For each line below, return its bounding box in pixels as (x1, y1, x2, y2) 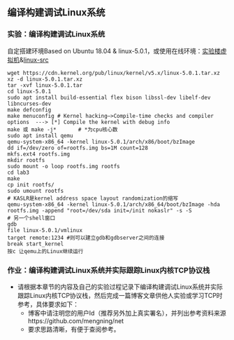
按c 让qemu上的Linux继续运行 (7, 247, 84, 254)
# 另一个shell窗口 (7, 215, 56, 222)
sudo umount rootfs (7, 187, 64, 194)
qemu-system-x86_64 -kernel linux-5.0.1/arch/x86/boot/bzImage (7, 138, 196, 145)
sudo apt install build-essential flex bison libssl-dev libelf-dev (7, 94, 211, 101)
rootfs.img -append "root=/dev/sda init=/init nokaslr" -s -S (7, 207, 192, 214)
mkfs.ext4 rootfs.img (7, 150, 71, 158)
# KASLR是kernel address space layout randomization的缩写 (7, 195, 179, 202)
